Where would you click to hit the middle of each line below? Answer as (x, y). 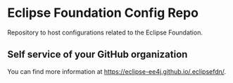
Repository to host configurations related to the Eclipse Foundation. (105, 32)
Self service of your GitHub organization (97, 55)
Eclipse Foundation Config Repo (103, 13)
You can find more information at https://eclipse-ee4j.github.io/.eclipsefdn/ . (117, 71)
